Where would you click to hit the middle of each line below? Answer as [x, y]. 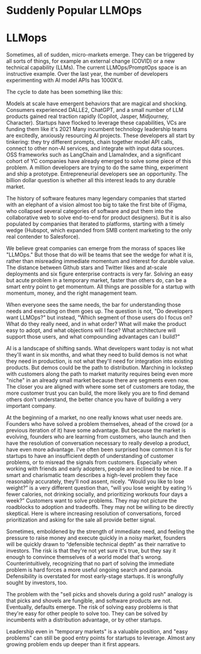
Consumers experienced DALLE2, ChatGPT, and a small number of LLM [95, 110]
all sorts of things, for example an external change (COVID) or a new [91, 61]
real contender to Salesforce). [43, 237]
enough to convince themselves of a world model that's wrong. [84, 557]
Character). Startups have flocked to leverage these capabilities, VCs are [96, 123]
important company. [31, 406]
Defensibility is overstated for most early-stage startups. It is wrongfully [95, 576]
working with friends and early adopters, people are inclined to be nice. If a [99, 469]
